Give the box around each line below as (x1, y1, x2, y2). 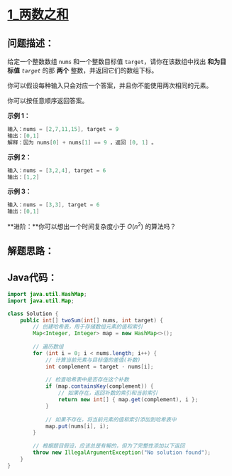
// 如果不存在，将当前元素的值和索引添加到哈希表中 (45, 416, 177, 423)
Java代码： (7, 271, 57, 283)
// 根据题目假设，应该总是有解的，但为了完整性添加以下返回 (33, 443, 185, 450)
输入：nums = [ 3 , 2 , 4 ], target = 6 (7, 166, 106, 174)
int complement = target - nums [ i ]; (45, 363, 154, 370)
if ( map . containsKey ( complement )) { (45, 383, 154, 390)
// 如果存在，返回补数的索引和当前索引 (57, 389, 158, 397)
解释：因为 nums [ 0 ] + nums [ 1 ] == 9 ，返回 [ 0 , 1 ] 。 (7, 139, 158, 146)
